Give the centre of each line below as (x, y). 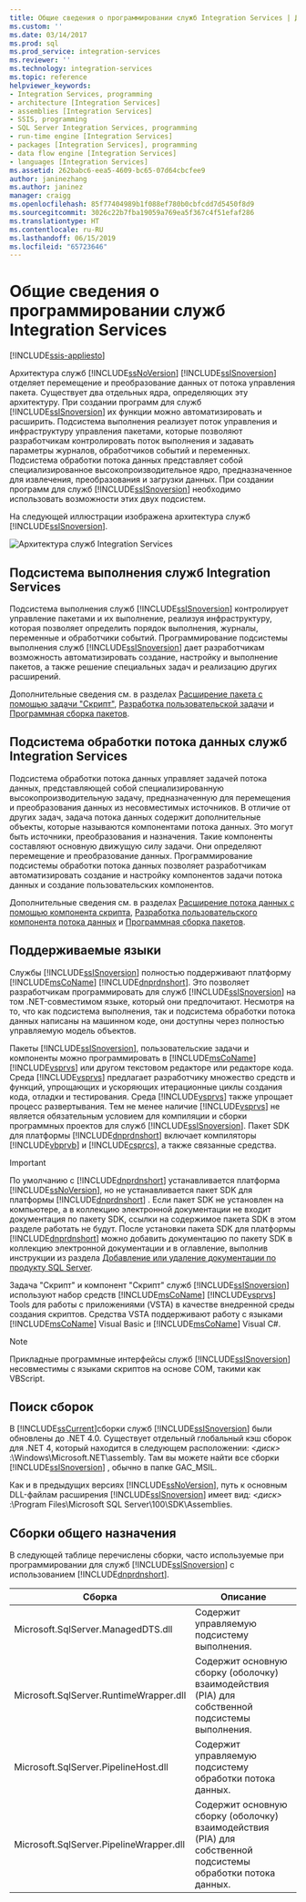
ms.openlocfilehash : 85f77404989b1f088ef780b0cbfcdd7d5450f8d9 (132, 205)
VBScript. (27, 1378)
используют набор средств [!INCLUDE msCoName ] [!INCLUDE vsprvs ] (143, 1294)
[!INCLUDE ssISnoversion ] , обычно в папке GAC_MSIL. (113, 1467)
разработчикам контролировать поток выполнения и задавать (132, 441)
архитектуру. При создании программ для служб (106, 403)
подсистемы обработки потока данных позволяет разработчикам (138, 865)
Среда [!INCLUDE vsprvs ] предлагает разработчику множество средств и (153, 1077)
